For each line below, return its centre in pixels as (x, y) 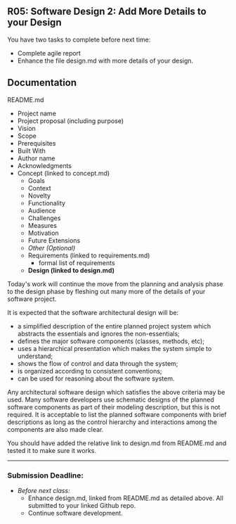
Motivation (43, 233)
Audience (42, 210)
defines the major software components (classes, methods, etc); (111, 341)
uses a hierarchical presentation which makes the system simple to (114, 348)
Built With (31, 151)
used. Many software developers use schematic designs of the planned (111, 400)
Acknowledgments (45, 165)
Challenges (44, 218)
